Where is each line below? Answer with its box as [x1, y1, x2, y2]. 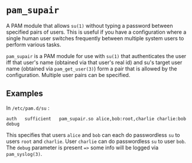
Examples [6, 88, 43, 99]
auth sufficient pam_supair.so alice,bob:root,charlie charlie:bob [6, 116, 186, 122]
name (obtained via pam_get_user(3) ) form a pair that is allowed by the [6, 65, 177, 72]
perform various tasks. [6, 41, 61, 48]
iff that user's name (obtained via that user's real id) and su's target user [6, 59, 183, 66]
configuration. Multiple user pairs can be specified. [6, 71, 131, 78]
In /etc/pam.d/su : [6, 104, 50, 111]
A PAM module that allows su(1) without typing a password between [6, 22, 173, 29]
